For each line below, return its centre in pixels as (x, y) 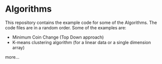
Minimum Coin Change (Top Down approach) (58, 37)
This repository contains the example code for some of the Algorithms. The (81, 22)
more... (12, 57)
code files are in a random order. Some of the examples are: (66, 27)
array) (18, 47)
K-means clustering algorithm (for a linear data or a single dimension (81, 42)
